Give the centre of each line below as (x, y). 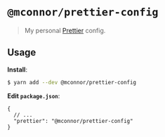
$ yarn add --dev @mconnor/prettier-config (72, 82)
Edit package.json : (34, 96)
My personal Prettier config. (65, 30)
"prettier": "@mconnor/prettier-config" (73, 121)
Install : (18, 70)
